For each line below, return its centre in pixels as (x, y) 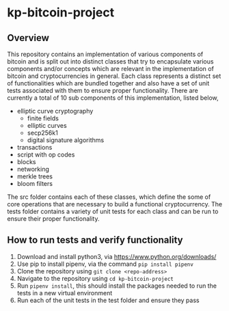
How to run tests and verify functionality (95, 240)
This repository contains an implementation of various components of (105, 54)
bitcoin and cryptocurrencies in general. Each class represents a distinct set (114, 76)
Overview (28, 38)
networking (33, 169)
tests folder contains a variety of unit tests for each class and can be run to (113, 211)
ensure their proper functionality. (53, 219)
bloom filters (35, 184)
